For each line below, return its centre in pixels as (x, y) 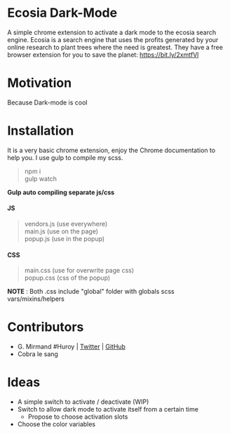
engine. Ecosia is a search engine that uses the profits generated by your (113, 39)
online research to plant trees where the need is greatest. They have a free (115, 47)
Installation (41, 131)
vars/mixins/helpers (36, 299)
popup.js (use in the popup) (65, 239)
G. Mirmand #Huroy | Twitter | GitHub (72, 347)
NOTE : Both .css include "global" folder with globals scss (91, 292)
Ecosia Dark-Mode (62, 13)
